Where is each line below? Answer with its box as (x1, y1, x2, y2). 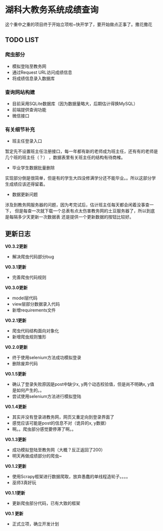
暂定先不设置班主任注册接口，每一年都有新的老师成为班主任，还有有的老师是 (5, 149, 158, 154)
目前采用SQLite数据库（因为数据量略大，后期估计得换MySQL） (12, 101, 138, 106)
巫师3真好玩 (12, 480, 36, 486)
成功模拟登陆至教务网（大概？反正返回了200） (12, 447, 105, 453)
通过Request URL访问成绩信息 (12, 69, 73, 75)
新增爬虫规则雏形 (12, 334, 47, 340)
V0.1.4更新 (5, 404, 27, 410)
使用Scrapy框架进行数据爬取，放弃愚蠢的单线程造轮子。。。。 (12, 474, 131, 480)
